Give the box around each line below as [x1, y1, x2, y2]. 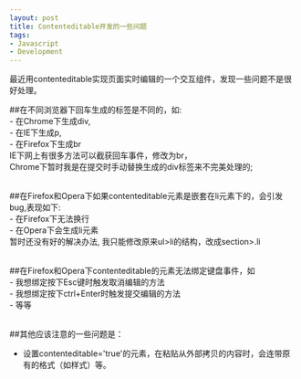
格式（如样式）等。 [38, 360, 111, 371]
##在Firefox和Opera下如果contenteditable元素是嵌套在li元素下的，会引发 [9, 191, 284, 202]
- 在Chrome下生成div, [9, 116, 91, 127]
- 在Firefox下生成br [9, 139, 82, 150]
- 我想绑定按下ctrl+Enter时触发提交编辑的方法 [9, 289, 181, 300]
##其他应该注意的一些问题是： [9, 329, 124, 340]
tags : [9, 30, 30, 39]
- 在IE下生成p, [9, 127, 62, 138]
